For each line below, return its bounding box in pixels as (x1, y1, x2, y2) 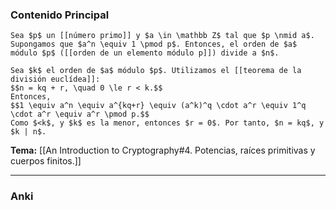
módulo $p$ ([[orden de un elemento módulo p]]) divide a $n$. (10, 48, 280, 58)
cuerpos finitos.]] (10, 155, 82, 167)
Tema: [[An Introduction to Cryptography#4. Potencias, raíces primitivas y (10, 144, 316, 157)
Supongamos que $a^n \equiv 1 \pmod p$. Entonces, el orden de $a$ (10, 39, 298, 50)
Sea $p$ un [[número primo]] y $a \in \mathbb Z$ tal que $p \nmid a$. (10, 31, 315, 41)
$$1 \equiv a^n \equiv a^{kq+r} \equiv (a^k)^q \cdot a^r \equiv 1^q (10, 101, 307, 111)
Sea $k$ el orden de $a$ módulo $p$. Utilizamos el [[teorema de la (10, 66, 302, 76)
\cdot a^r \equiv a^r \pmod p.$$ (10, 109, 150, 120)
